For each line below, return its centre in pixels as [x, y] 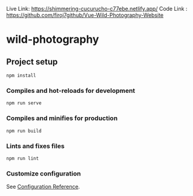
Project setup [32, 62]
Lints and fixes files [36, 146]
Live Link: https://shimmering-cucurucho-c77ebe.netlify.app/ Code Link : [97, 9]
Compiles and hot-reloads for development [71, 90]
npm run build [24, 131]
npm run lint [23, 158]
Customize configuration [44, 173]
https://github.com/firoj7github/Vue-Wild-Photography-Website [85, 15]
